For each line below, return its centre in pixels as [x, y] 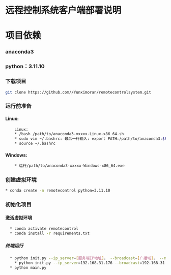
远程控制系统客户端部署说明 [63, 10]
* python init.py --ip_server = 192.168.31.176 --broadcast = [78, 263]
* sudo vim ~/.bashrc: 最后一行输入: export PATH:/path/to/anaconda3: [89, 139]
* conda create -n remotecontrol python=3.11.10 [58, 191]
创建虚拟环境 [21, 180]
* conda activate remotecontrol [44, 229]
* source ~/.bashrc [35, 144]
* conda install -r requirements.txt [50, 234]
